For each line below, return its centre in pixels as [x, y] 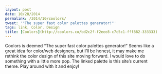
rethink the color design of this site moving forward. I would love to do [75, 56]
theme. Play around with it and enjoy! [42, 66]
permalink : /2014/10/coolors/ [36, 18]
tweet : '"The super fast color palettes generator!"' [61, 23]
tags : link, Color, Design [32, 28]
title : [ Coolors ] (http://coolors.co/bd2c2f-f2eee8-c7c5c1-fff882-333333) [81, 32]
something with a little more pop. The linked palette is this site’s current [76, 61]
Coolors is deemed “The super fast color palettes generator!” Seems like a [80, 46]
